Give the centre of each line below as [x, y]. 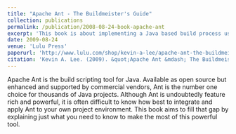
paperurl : [22, 53]
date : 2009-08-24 [33, 40]
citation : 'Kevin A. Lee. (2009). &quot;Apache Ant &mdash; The [103, 60]
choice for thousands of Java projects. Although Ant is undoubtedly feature [117, 94]
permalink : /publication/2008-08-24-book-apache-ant [86, 27]
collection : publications [45, 20]
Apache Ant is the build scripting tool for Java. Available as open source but [117, 79]
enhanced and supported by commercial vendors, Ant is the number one [112, 87]
